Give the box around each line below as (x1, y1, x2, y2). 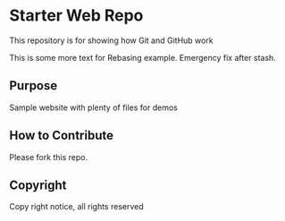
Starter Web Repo (9, 5, 144, 26)
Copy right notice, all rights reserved (9, 201, 145, 212)
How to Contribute (9, 128, 114, 143)
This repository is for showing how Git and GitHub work (9, 35, 214, 46)
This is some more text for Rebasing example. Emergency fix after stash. (9, 52, 277, 63)
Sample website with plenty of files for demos (9, 102, 179, 113)
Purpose (9, 78, 58, 94)
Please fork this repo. (9, 151, 88, 162)
